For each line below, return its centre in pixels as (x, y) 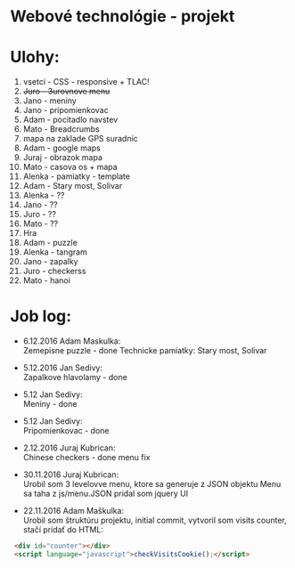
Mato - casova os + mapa (70, 167)
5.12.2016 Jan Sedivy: (63, 368)
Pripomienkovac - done (66, 431)
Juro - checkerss (54, 271)
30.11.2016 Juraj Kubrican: (71, 475)
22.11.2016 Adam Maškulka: (73, 511)
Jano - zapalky (50, 262)
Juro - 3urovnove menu (66, 92)
